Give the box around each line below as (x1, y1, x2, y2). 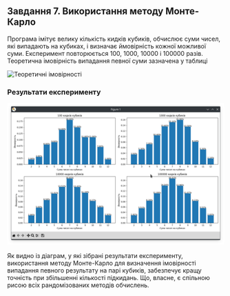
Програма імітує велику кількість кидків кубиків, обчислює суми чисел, (7, 34, 221, 43)
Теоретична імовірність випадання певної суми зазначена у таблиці (7, 57, 208, 65)
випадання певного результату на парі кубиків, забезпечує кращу (7, 266, 202, 275)
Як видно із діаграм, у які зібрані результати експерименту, (7, 251, 184, 259)
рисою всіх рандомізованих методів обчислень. (7, 281, 149, 289)
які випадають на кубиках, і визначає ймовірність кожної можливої (7, 41, 207, 50)
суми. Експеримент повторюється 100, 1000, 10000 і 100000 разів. (7, 49, 203, 57)
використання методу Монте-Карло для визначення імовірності (7, 259, 196, 267)
